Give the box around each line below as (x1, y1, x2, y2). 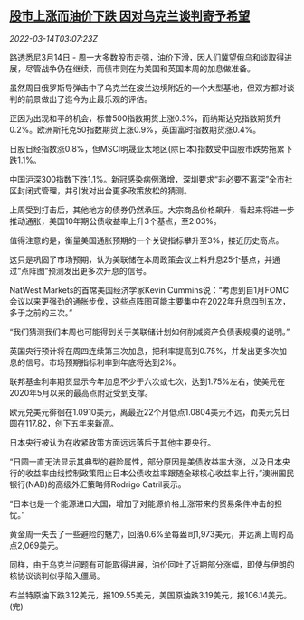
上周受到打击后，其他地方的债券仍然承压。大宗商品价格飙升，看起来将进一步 (9, 204, 295, 215)
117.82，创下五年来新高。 (24, 418, 119, 428)
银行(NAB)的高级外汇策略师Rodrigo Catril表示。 (9, 478, 186, 490)
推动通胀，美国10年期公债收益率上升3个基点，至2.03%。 (9, 215, 222, 226)
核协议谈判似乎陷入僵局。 (9, 570, 105, 581)
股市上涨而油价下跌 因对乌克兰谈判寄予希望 (9, 8, 251, 24)
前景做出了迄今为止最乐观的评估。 (24, 93, 152, 104)
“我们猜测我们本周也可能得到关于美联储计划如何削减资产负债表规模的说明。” (9, 326, 290, 337)
